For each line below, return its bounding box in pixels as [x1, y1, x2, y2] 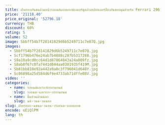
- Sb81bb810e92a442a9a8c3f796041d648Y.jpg [9, 67, 98, 72]
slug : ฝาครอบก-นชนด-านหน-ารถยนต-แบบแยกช [5, 103, 81, 108]
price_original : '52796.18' [5, 16, 63, 21]
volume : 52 [5, 35, 28, 40]
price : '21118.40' [5, 12, 43, 17]
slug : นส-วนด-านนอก [14, 99, 52, 104]
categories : [5, 80, 30, 85]
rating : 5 [5, 30, 26, 35]
